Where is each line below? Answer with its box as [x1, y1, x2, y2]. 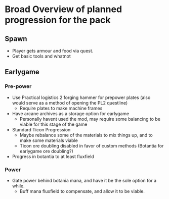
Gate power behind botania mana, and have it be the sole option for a [12, 177, 157, 183]
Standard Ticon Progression [12, 126, 71, 132]
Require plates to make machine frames [19, 105, 103, 111]
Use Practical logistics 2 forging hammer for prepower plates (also [12, 94, 151, 101]
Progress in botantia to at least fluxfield [12, 153, 94, 160]
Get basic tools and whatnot [12, 53, 71, 59]
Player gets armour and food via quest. [12, 48, 94, 54]
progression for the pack [5, 14, 111, 26]
